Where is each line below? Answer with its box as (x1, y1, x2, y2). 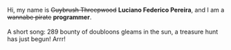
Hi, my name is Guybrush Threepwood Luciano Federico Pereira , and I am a (7, 6, 225, 14)
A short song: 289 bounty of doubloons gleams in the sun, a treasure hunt (7, 27, 219, 36)
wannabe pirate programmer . (7, 13, 92, 21)
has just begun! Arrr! (7, 35, 66, 43)
